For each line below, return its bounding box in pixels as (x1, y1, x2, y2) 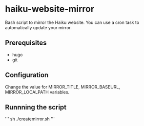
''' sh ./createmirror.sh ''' (5, 116, 55, 122)
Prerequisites (5, 39, 47, 47)
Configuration (5, 71, 49, 79)
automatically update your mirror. (5, 24, 72, 30)
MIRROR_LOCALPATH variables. (5, 89, 70, 95)
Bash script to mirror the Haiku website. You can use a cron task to (5, 19, 140, 25)
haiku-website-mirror (5, 3, 94, 15)
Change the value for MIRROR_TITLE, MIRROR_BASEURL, (5, 84, 121, 90)
